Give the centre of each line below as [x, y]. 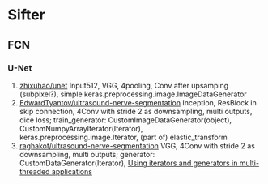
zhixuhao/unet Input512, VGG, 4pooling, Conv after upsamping [124, 85]
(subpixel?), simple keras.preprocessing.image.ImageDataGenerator [133, 94]
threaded [34, 171]
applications [72, 171]
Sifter [27, 15]
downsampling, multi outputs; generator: [87, 154]
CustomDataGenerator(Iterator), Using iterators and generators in [128, 163]
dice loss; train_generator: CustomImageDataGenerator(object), [125, 120]
